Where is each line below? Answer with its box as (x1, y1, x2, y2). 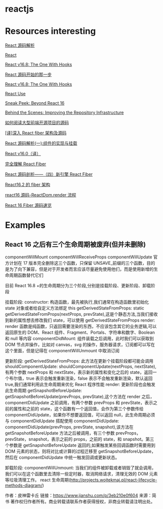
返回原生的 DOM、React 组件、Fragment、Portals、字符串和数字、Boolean (5, 329, 155, 335)
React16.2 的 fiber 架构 (5, 182, 50, 188)
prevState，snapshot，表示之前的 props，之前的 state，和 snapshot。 (5, 436, 146, 442)
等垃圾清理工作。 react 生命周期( (5, 477, 70, 483)
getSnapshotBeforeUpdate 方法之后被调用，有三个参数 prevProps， (5, 430, 141, 436)
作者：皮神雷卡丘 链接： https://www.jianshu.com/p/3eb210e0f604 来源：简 (5, 492, 157, 498)
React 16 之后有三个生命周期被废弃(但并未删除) (5, 240, 146, 249)
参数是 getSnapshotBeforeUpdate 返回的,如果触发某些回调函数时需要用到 (9, 442, 156, 448)
